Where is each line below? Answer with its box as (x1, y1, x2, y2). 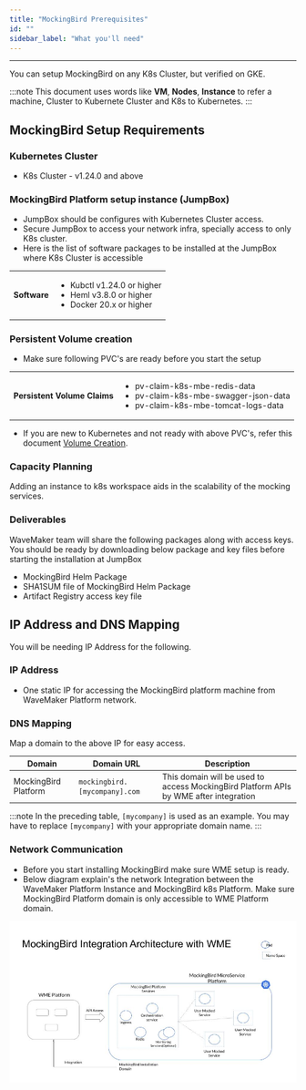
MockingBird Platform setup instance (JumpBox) (9, 192, 230, 205)
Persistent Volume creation (9, 333, 133, 345)
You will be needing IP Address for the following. (9, 641, 192, 652)
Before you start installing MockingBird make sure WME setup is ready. (22, 864, 290, 875)
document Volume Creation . (22, 437, 128, 448)
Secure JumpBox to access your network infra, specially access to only (22, 223, 291, 234)
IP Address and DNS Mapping (9, 617, 180, 632)
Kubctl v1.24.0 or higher (69, 280, 162, 291)
